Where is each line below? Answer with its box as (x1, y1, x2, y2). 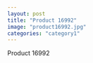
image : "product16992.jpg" (7, 23, 87, 30)
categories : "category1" (7, 29, 80, 37)
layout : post (7, 10, 46, 17)
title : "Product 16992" (7, 17, 77, 24)
